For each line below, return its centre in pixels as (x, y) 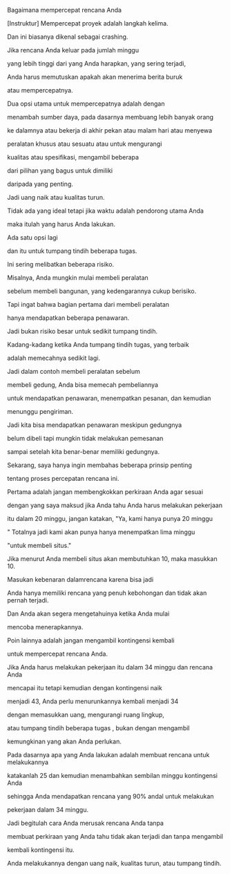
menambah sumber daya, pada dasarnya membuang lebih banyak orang (111, 117)
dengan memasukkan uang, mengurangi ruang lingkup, (86, 715)
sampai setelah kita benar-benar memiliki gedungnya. (84, 452)
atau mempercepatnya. (40, 90)
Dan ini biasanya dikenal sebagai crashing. (68, 37)
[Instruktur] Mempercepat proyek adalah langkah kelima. (88, 23)
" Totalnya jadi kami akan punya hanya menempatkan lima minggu (101, 532)
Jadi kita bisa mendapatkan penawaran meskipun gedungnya (95, 425)
